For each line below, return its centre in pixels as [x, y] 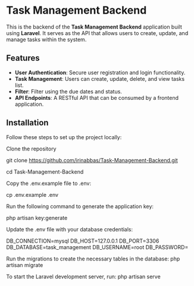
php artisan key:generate [37, 218]
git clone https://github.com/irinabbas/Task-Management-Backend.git [92, 160]
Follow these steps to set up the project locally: [64, 137]
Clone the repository [31, 149]
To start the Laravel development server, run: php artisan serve [83, 276]
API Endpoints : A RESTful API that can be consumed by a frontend [97, 98]
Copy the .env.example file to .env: [48, 183]
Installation [27, 123]
